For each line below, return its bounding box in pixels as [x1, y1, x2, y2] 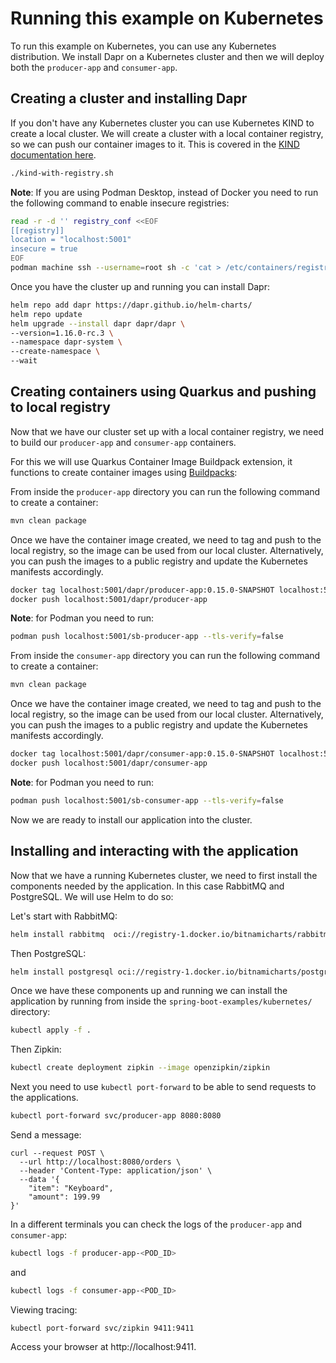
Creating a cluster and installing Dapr [10, 90, 248, 107]
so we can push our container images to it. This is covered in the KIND [10, 138, 300, 150]
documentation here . [10, 148, 97, 161]
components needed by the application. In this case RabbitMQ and [10, 880, 285, 892]
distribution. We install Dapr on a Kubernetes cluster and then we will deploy [10, 50, 325, 62]
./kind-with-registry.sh [10, 168, 114, 178]
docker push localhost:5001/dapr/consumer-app [10, 758, 208, 769]
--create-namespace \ [10, 347, 101, 357]
